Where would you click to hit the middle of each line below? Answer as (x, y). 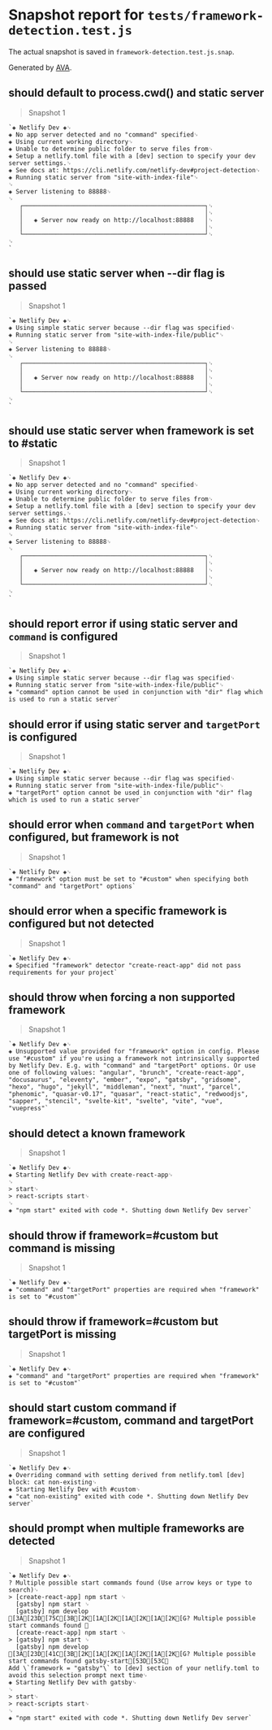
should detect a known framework (97, 1133)
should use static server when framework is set (131, 430)
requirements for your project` (63, 972)
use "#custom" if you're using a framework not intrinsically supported (134, 1058)
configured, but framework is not (94, 838)
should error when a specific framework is (118, 911)
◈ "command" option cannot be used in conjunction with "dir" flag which (136, 693)
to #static (33, 443)
